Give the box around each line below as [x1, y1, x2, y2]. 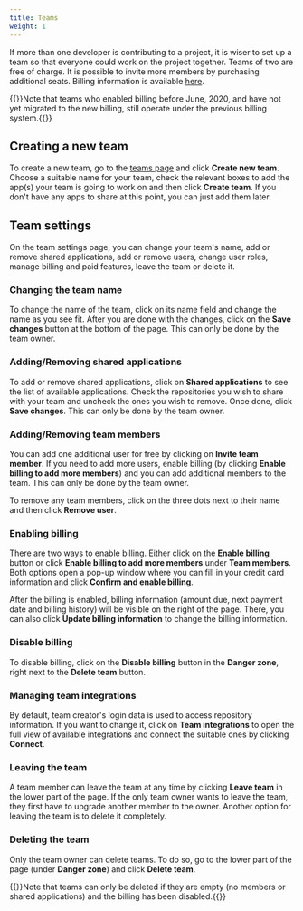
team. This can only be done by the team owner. [9, 478, 190, 489]
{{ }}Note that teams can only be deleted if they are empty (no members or [9, 881, 287, 892]
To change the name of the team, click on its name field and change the [9, 305, 278, 315]
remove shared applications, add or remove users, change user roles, [9, 251, 269, 263]
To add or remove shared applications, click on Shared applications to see [9, 376, 289, 387]
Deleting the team [9, 833, 90, 846]
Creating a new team [9, 138, 129, 154]
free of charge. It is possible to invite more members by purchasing [9, 65, 260, 77]
